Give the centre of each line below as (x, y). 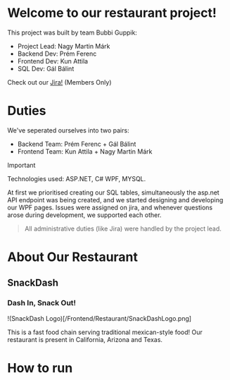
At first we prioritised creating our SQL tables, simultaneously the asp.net (113, 192)
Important (21, 165)
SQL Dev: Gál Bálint (46, 68)
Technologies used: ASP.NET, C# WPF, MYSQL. (77, 178)
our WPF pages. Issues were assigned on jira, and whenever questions (110, 207)
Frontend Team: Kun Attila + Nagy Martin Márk (85, 151)
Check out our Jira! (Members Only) (59, 82)
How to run (40, 368)
